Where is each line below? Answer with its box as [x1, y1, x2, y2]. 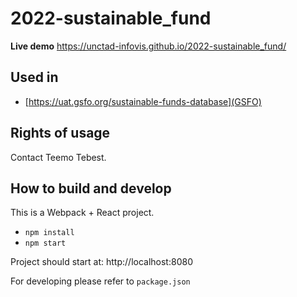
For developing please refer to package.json [10, 275, 191, 287]
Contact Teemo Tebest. [10, 151, 107, 163]
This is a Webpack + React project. [10, 207, 155, 219]
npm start [24, 238, 67, 249]
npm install [24, 228, 75, 238]
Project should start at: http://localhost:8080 [10, 256, 193, 268]
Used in [10, 69, 59, 86]
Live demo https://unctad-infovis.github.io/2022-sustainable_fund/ [10, 40, 287, 52]
